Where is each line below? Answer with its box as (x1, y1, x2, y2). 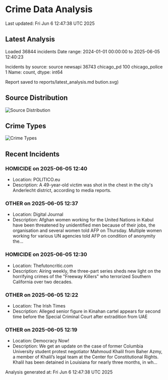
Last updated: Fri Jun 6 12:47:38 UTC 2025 (5, 20, 95, 26)
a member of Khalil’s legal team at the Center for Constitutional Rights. (12, 354, 159, 360)
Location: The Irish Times (12, 302, 66, 309)
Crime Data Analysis (5, 4, 93, 15)
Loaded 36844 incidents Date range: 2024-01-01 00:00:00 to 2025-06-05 (5, 48, 160, 54)
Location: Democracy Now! (12, 338, 70, 344)
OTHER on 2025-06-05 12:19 (5, 326, 78, 333)
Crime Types (5, 122, 46, 130)
